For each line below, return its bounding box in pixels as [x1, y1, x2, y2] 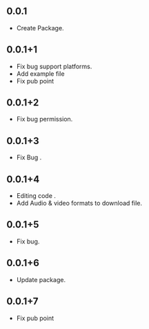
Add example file [16, 69, 65, 78]
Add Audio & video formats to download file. [16, 199, 143, 208]
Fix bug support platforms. [16, 62, 92, 70]
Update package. [16, 275, 66, 283]
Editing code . [16, 192, 57, 200]
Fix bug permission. [16, 115, 73, 123]
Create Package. [16, 23, 64, 32]
